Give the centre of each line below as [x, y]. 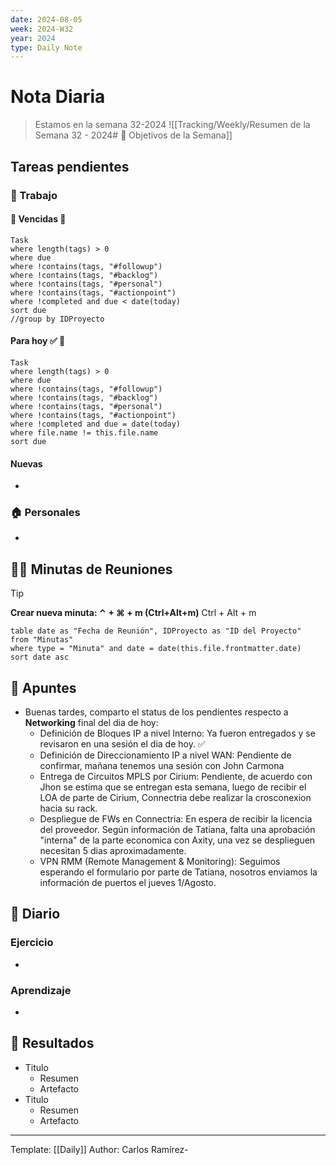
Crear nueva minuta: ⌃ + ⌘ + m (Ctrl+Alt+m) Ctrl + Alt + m [133, 613]
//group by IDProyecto [57, 319]
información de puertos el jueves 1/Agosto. [128, 883]
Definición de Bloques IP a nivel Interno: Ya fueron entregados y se [177, 733]
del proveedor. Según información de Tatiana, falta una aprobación [177, 830]
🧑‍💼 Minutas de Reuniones [91, 569]
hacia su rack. [68, 808]
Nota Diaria [58, 97]
